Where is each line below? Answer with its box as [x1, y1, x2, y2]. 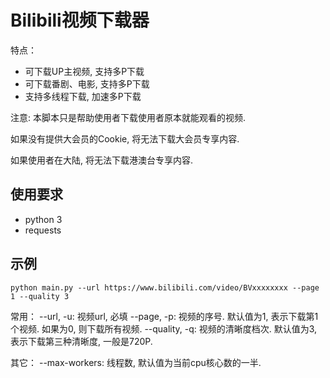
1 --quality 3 [10, 291, 70, 301]
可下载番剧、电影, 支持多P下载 [24, 77, 150, 90]
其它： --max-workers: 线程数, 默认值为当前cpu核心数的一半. [10, 356, 262, 368]
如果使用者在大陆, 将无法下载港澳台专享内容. [10, 154, 194, 166]
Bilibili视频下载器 [10, 9, 150, 32]
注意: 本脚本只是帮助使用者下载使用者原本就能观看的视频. [10, 111, 247, 123]
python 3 [24, 213, 63, 225]
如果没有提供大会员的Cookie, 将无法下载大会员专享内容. [10, 132, 240, 145]
